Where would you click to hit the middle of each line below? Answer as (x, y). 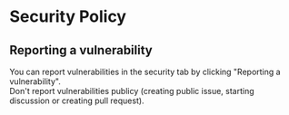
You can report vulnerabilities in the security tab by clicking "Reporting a (145, 72)
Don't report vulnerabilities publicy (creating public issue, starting (132, 91)
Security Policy (68, 17)
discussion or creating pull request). (77, 101)
